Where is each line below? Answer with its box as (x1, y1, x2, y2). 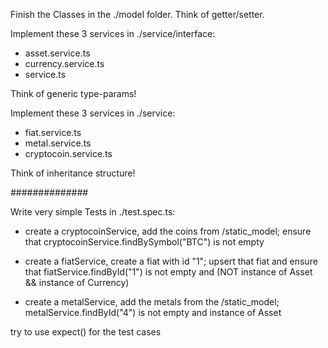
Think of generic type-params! (10, 88, 137, 99)
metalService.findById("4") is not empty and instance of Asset (24, 307, 282, 318)
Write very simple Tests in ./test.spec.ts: (10, 206, 176, 218)
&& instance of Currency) (24, 277, 130, 288)
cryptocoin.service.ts (24, 148, 113, 159)
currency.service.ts (24, 58, 105, 69)
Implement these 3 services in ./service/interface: (10, 28, 216, 39)
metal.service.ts (24, 137, 92, 149)
